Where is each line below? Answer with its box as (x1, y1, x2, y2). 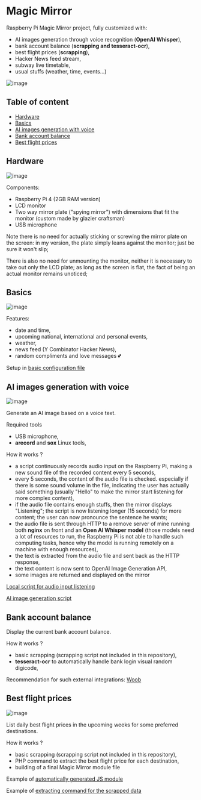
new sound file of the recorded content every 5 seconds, (14, 469, 156, 477)
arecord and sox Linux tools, (14, 439, 86, 446)
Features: (6, 315, 30, 322)
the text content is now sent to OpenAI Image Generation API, (14, 565, 167, 572)
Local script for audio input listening (6, 583, 95, 590)
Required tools (6, 421, 42, 428)
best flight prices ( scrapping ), (14, 48, 90, 55)
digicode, (14, 664, 38, 671)
